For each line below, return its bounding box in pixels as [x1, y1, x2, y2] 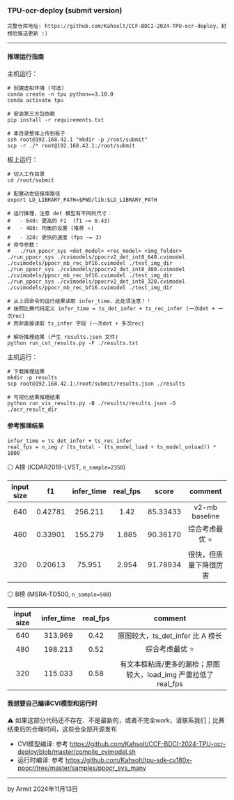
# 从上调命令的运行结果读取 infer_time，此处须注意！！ [7, 298, 152, 305]
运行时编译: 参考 [17, 755, 64, 764]
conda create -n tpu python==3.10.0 [7, 90, 114, 98]
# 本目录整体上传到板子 [7, 130, 66, 137]
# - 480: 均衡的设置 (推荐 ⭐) [7, 224, 94, 232]
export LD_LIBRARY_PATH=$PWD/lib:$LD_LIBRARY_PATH [7, 196, 157, 203]
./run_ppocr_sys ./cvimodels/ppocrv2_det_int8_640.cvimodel [7, 254, 186, 261]
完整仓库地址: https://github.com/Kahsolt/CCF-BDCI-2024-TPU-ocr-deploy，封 [7, 23, 227, 30]
